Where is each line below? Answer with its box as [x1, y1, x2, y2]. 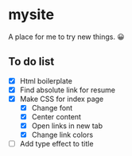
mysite [8, 6, 54, 24]
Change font [31, 103, 73, 112]
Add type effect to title [19, 139, 94, 149]
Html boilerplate [19, 76, 73, 85]
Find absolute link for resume [19, 85, 115, 95]
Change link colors [31, 130, 94, 140]
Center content [31, 112, 82, 121]
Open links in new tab [31, 121, 103, 131]
